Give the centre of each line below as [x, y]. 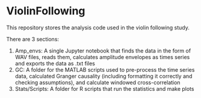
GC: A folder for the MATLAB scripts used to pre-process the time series [105, 69]
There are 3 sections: [32, 39]
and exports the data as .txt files [55, 63]
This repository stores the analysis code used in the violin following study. [98, 27]
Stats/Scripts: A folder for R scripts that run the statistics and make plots [104, 88]
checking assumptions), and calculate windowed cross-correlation [97, 82]
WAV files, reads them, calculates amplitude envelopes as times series [102, 57]
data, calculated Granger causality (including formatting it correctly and [104, 76]
